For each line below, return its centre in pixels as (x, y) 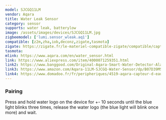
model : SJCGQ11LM (23, 10)
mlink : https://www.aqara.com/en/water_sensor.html (59, 56)
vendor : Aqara (20, 14)
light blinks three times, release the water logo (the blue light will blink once (82, 107)
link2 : (12, 65)
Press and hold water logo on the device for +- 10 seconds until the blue (79, 102)
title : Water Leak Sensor (32, 19)
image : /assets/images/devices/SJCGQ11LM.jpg (53, 33)
